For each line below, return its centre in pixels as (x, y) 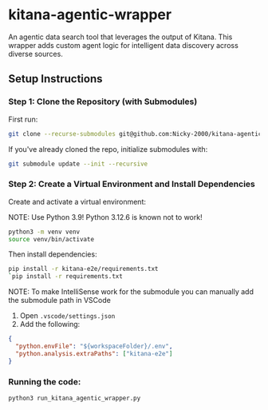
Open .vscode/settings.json (67, 316)
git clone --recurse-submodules (62, 133)
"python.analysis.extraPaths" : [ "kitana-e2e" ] (94, 353)
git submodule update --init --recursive (78, 164)
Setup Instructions (55, 79)
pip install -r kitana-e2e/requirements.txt (83, 269)
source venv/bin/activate (51, 239)
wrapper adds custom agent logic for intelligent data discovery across (124, 45)
